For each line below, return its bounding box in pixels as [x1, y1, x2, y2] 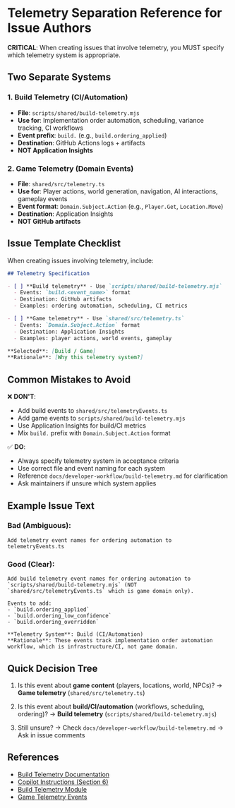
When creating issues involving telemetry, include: [7, 256, 154, 265]
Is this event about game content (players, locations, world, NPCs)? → [17, 681, 223, 689]
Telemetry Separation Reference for [7, 5, 222, 21]
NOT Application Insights [17, 146, 93, 155]
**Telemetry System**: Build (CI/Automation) [7, 631, 143, 638]
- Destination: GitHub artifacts [13, 296, 112, 303]
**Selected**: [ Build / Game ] [7, 347, 97, 354]
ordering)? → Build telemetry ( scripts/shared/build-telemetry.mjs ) [17, 709, 217, 718]
